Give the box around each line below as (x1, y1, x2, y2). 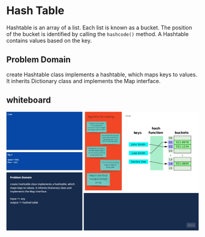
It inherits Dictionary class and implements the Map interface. (6, 77, 161, 84)
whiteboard (6, 95, 51, 106)
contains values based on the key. (6, 37, 92, 44)
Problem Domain (6, 54, 71, 65)
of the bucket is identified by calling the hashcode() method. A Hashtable (6, 30, 189, 37)
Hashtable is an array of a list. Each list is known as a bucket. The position (6, 24, 192, 31)
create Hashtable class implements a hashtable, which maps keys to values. (6, 71, 198, 78)
